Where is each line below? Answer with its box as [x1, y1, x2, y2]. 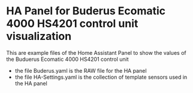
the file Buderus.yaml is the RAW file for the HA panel [14, 67, 147, 74]
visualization [6, 30, 72, 43]
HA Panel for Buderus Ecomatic [6, 4, 166, 18]
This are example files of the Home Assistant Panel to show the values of [6, 49, 187, 56]
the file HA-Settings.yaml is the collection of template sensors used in [14, 73, 188, 80]
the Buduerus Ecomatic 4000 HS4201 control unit [6, 55, 129, 63]
